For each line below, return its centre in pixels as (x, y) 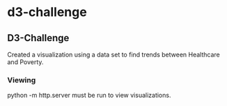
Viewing (22, 79)
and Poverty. (25, 62)
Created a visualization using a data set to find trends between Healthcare (114, 54)
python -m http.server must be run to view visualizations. (89, 96)
